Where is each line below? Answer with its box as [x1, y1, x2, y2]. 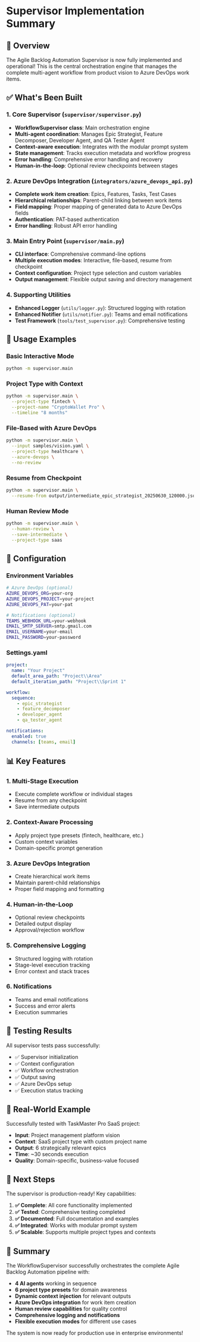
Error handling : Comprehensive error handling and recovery [14, 156, 163, 163]
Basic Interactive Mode [6, 352, 74, 360]
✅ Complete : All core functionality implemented [14, 1202, 133, 1209]
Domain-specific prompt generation [14, 844, 103, 852]
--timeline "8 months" [11, 410, 68, 416]
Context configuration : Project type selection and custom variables [14, 269, 182, 277]
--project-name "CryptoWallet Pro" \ [11, 404, 105, 411]
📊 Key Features [6, 756, 66, 766]
